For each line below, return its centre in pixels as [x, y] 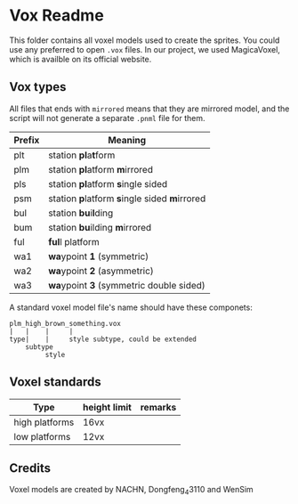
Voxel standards [56, 382]
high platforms [44, 422]
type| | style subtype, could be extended [103, 339]
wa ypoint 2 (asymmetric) [101, 271]
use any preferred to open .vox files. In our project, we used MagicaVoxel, [145, 49]
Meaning [127, 140]
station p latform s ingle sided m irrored [127, 199]
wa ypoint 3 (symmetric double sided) [127, 285]
